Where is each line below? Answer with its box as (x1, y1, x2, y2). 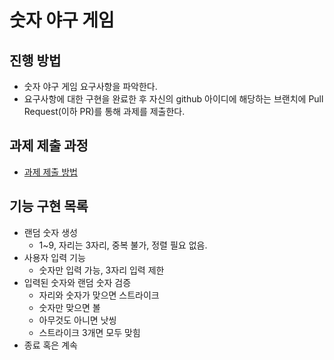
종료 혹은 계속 (23, 339, 78, 351)
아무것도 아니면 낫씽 (38, 314, 117, 326)
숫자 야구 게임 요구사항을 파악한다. (23, 81, 158, 92)
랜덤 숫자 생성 (23, 226, 78, 238)
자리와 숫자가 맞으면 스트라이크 (38, 289, 160, 301)
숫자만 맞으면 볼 (38, 301, 101, 313)
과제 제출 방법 (23, 166, 78, 178)
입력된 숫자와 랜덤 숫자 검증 (23, 276, 132, 288)
